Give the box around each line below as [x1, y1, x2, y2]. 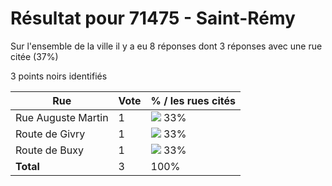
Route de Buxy [15, 143, 84, 157]
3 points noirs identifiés [10, 70, 108, 82]
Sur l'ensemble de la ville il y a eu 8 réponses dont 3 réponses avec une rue [10, 40, 323, 52]
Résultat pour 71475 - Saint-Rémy [10, 7, 296, 30]
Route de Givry [15, 127, 86, 141]
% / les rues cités [150, 93, 236, 107]
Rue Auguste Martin [15, 110, 109, 124]
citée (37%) [10, 50, 59, 62]
